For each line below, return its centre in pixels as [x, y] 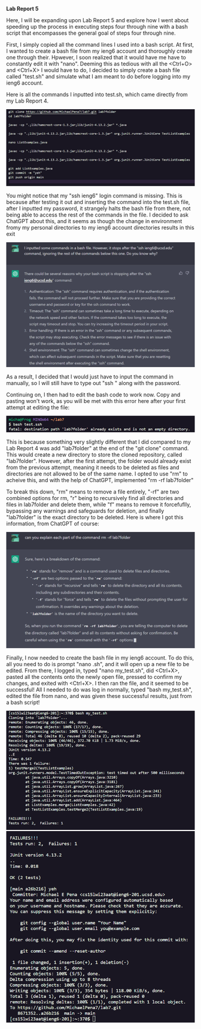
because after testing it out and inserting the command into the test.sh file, [98, 202]
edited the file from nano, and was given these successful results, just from [99, 696]
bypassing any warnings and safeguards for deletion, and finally [85, 511]
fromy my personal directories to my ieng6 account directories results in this [100, 227]
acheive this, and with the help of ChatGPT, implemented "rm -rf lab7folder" [100, 480]
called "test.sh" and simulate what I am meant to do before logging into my [98, 76]
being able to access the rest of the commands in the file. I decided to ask [98, 215]
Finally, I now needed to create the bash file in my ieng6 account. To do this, [100, 658]
